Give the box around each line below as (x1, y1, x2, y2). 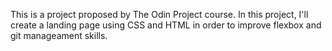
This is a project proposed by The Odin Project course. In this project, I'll (10, 9, 309, 20)
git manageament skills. (10, 30, 108, 41)
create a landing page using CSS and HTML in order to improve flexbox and (10, 19, 322, 31)
